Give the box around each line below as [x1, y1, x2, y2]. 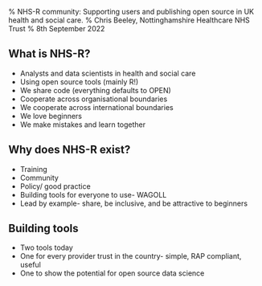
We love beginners [19, 111, 83, 121]
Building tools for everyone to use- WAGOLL [19, 190, 167, 199]
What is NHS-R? [8, 47, 91, 61]
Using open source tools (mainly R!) [19, 76, 139, 87]
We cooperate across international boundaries [19, 102, 174, 112]
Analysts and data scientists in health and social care [19, 68, 196, 78]
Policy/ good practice [19, 181, 91, 191]
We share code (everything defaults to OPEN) [19, 85, 171, 95]
